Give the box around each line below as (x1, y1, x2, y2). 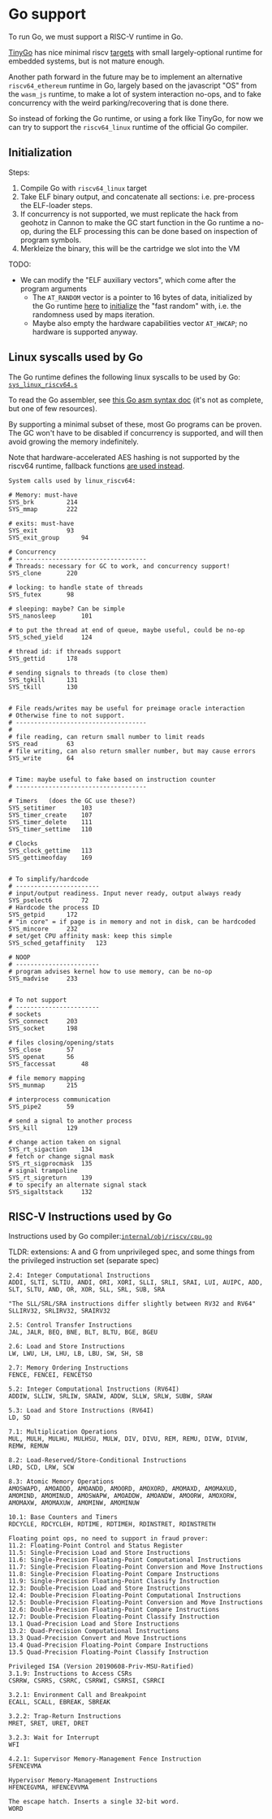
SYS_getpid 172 (8, 910, 79, 918)
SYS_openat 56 (8, 1053, 75, 1061)
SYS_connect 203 (8, 1017, 79, 1025)
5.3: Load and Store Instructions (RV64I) (8, 1407, 154, 1415)
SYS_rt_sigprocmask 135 (8, 1159, 93, 1167)
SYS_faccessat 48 (8, 1060, 89, 1068)
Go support (8, 5, 87, 24)
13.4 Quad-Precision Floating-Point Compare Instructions (8, 1641, 209, 1650)
